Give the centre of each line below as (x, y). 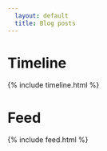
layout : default (42, 16)
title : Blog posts (46, 23)
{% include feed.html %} (48, 140)
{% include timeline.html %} (53, 85)
